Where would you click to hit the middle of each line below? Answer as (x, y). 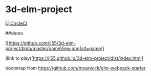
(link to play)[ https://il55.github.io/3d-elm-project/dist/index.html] (74, 58)
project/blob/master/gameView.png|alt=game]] (55, 48)
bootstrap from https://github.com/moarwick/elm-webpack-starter (75, 68)
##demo (14, 33)
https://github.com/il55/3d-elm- (42, 43)
